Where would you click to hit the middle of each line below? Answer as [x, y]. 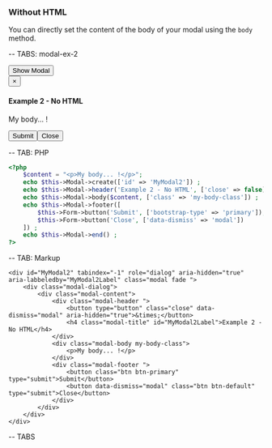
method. [22, 38]
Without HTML [38, 12]
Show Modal [31, 71]
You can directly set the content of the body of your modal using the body [131, 30]
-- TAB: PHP [29, 152]
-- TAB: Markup [34, 258]
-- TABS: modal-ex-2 [43, 54]
